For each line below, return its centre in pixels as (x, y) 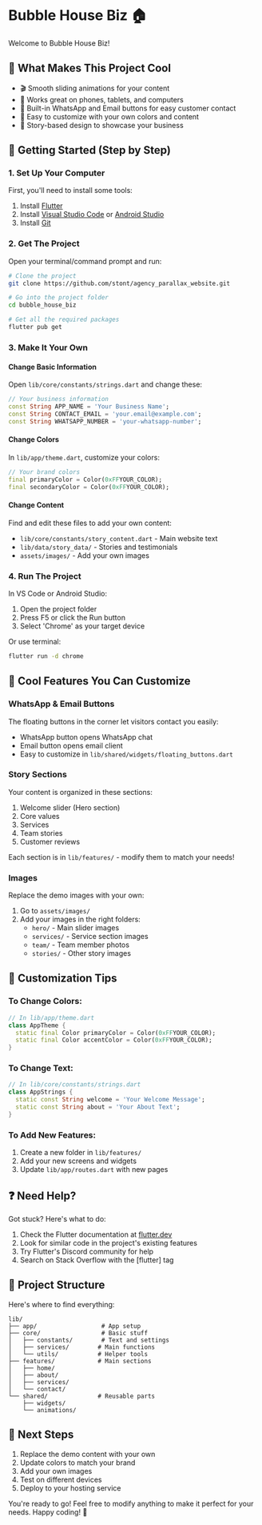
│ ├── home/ (32, 1368)
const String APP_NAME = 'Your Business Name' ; (89, 406)
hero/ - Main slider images (75, 928)
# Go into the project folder (59, 298)
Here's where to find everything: (62, 1304)
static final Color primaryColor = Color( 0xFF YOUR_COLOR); (116, 1033)
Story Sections (38, 775)
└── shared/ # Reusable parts (82, 1396)
